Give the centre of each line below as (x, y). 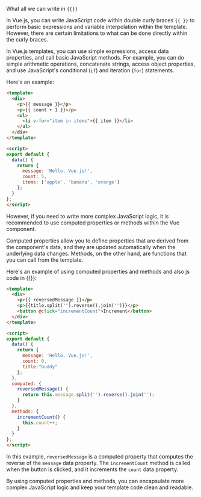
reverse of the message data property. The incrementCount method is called (98, 463)
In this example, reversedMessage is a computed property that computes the (100, 456)
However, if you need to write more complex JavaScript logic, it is (88, 216)
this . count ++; (40, 423)
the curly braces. (27, 39)
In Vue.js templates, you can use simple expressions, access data (88, 51)
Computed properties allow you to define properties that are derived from (97, 241)
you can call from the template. (45, 260)
